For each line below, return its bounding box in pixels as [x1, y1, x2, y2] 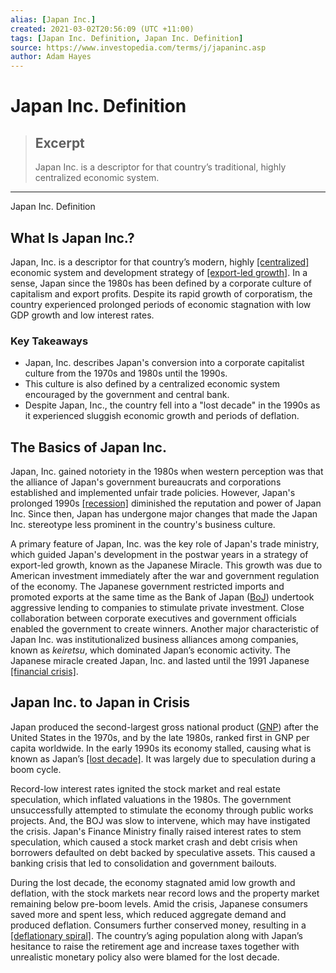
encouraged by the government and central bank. [24, 389, 230, 401]
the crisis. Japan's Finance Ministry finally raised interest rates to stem [10, 825, 302, 837]
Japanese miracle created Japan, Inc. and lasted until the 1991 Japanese [10, 655, 310, 667]
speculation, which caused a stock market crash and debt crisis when [10, 836, 298, 848]
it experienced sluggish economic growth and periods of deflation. [24, 410, 300, 422]
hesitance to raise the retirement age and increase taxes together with [10, 940, 300, 952]
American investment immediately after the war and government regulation [10, 570, 320, 582]
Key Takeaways [10, 334, 89, 348]
